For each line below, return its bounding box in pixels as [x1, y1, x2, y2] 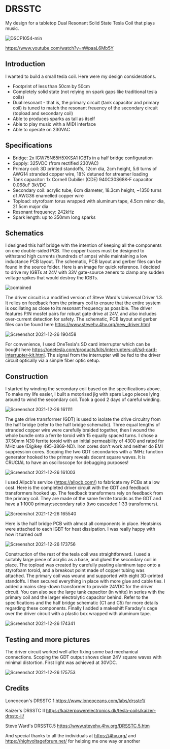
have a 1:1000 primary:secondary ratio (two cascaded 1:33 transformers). [5, 501, 159, 507]
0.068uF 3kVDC [12, 182, 47, 188]
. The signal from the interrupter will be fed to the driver [44, 352, 161, 358]
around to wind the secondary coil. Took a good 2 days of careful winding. [5, 396, 161, 402]
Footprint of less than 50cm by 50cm [12, 83, 90, 89]
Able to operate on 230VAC [12, 126, 70, 132]
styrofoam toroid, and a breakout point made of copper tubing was [5, 567, 145, 573]
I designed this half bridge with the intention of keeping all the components [5, 242, 162, 248]
